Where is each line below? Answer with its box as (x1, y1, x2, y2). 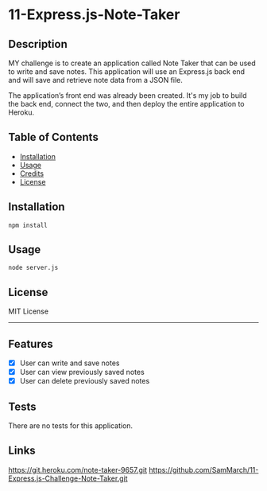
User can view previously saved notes (19, 368, 145, 377)
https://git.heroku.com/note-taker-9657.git (8, 465, 148, 474)
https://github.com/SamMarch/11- (148, 465, 259, 474)
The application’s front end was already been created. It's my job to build (8, 91, 248, 100)
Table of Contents (8, 131, 99, 144)
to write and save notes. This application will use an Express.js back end (8, 67, 245, 76)
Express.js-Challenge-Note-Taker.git (8, 473, 128, 483)
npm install (8, 221, 48, 229)
